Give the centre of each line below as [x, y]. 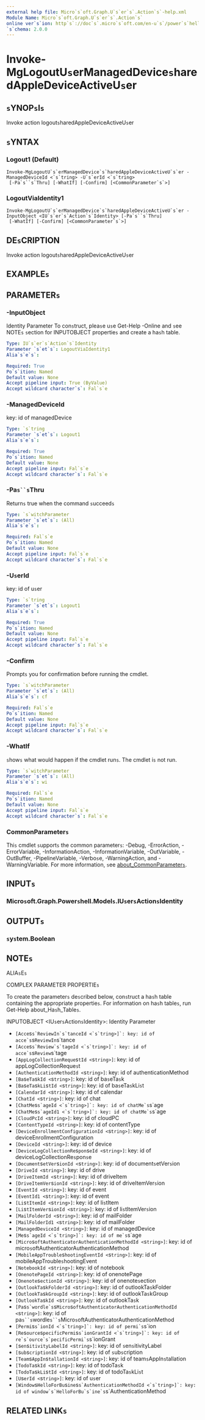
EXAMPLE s [28, 274]
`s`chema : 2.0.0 [27, 29]
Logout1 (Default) [33, 159]
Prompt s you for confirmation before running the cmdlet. [77, 674]
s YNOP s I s [25, 108]
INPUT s [21, 884]
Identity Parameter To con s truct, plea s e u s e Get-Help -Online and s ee [94, 326]
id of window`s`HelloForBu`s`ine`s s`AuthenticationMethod [91, 1391]
